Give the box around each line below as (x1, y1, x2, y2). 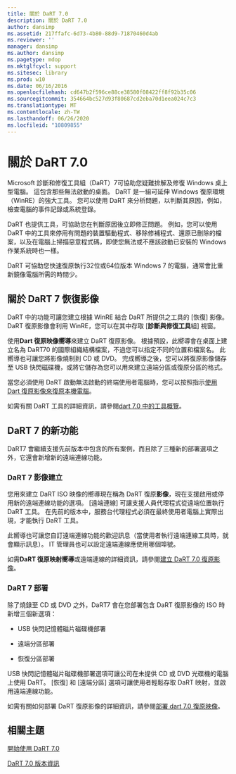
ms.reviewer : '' (7, 37, 55, 44)
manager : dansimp (7, 43, 58, 50)
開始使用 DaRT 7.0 (7, 744, 60, 753)
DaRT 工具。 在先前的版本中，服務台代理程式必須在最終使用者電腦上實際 (7, 508, 218, 516)
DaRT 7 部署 (7, 583, 48, 593)
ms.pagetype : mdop (7, 56, 61, 63)
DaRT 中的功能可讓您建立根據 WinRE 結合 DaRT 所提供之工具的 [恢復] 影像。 (7, 313, 228, 321)
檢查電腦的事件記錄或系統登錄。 (7, 205, 100, 213)
